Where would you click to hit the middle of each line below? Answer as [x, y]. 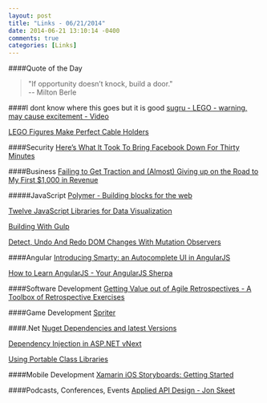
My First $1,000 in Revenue [53, 180]
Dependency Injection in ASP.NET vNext [75, 344]
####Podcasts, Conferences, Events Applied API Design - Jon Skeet [122, 390]
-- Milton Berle [52, 92]
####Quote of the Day [45, 68]
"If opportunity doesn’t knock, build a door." [100, 84]
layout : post [30, 16]
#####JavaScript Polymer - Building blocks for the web [100, 195]
